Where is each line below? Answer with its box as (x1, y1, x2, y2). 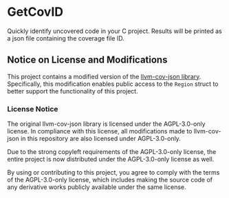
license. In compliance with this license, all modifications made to (7, 127, 193, 135)
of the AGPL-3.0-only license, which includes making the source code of (7, 176, 213, 184)
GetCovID (7, 4, 64, 20)
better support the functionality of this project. (7, 87, 139, 95)
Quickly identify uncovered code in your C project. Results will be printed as (7, 27, 222, 35)
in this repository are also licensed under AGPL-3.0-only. (20, 135, 181, 143)
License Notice (7, 104, 58, 113)
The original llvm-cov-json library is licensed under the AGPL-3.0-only (7, 120, 206, 128)
